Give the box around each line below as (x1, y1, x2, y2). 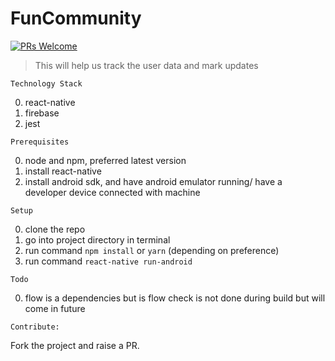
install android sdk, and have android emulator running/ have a (24, 175, 283, 187)
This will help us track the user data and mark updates (34, 59, 259, 71)
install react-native (24, 165, 102, 177)
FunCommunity (10, 7, 142, 30)
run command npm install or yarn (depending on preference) (24, 244, 280, 256)
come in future (24, 302, 86, 314)
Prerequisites (10, 137, 70, 147)
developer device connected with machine (24, 186, 201, 198)
